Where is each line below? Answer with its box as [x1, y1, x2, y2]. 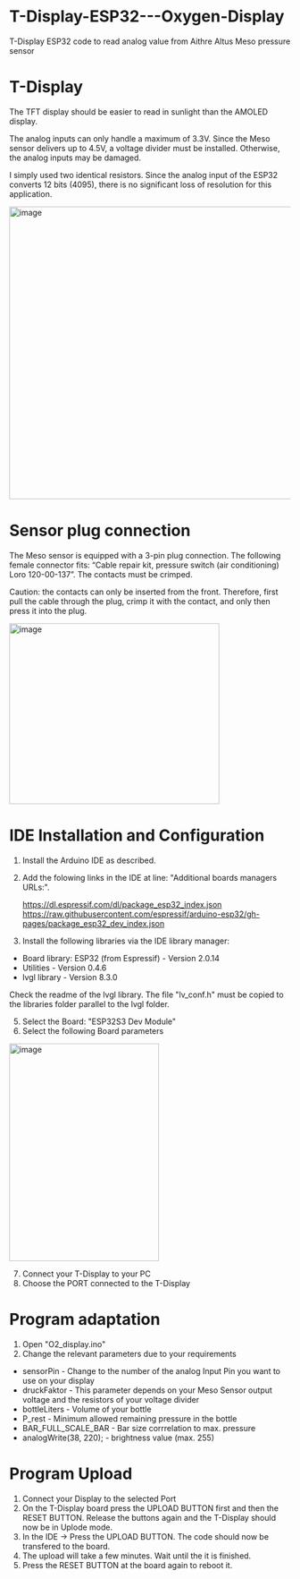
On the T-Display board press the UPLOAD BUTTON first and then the [21, 1502, 279, 1514]
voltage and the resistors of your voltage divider [21, 1394, 199, 1404]
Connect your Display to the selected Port [21, 1493, 177, 1504]
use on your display [21, 1375, 96, 1386]
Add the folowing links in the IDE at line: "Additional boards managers [21, 872, 278, 883]
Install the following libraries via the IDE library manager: [21, 935, 230, 946]
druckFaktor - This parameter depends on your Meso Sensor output [21, 1385, 272, 1395]
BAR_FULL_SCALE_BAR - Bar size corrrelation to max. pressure [21, 1422, 256, 1433]
